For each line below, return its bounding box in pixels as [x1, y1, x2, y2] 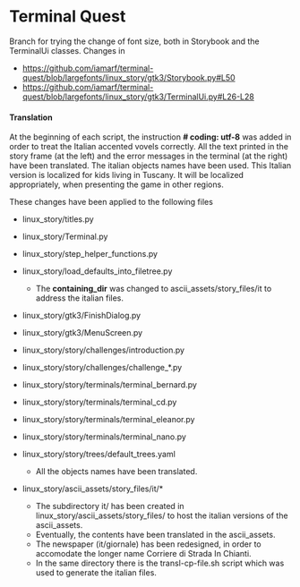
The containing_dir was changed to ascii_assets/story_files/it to [35, 284, 272, 294]
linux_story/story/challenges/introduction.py [21, 345, 185, 355]
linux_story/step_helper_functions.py [21, 249, 159, 259]
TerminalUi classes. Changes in [9, 45, 125, 55]
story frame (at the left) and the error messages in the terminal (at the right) [9, 150, 288, 162]
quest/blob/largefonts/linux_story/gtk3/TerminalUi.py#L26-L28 [21, 91, 255, 102]
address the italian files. [35, 293, 124, 303]
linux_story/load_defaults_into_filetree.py [21, 266, 173, 276]
